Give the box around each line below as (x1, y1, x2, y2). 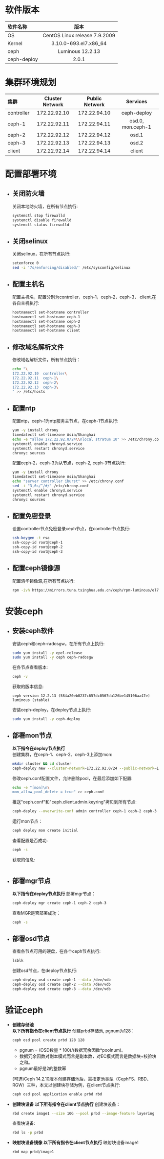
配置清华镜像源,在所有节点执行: (12, 578, 75, 584)
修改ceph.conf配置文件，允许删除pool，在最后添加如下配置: (12, 775, 133, 781)
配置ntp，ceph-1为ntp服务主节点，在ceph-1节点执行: (12, 418, 119, 424)
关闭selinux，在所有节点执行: (12, 251, 71, 257)
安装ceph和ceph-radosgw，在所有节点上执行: (12, 640, 105, 646)
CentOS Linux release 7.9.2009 (42, 32, 116, 39)
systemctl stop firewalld (12, 213, 65, 218)
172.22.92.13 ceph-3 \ (12, 385, 59, 390)
